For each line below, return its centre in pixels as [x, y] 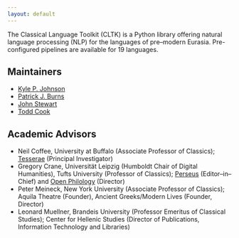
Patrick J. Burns [41, 96]
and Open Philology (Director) [81, 182]
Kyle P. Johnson [41, 89]
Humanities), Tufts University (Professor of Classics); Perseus [108, 174]
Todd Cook [34, 112]
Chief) [27, 182]
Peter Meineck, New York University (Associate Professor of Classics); [121, 189]
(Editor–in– [216, 174]
